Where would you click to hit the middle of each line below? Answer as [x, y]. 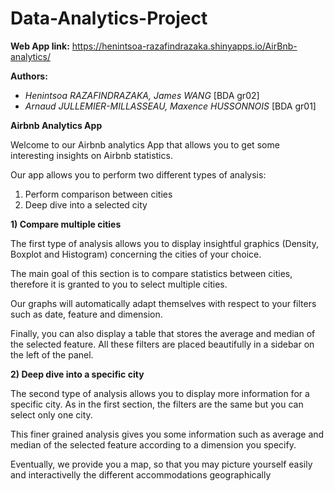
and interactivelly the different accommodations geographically [141, 474]
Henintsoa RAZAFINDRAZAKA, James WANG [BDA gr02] [142, 95]
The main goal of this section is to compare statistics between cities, [151, 273]
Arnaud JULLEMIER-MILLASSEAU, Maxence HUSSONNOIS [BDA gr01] [170, 106]
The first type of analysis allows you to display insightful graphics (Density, [165, 243]
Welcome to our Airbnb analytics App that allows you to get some [145, 144]
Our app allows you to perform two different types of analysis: [138, 174]
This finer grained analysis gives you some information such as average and [167, 434]
